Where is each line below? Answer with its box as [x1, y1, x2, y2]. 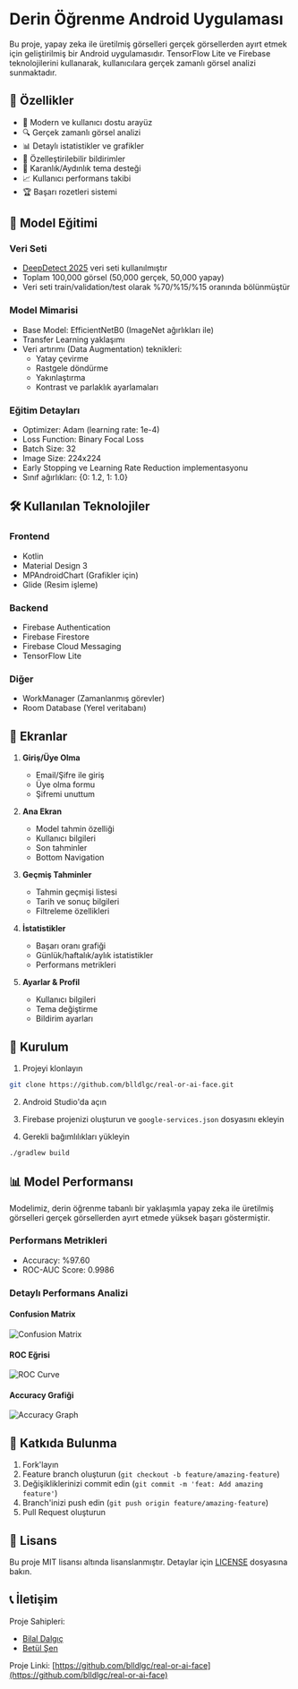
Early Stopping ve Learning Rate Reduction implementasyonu [21, 462, 249, 474]
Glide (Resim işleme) [21, 579, 98, 590]
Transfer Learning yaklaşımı [21, 334, 125, 345]
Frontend [9, 530, 50, 543]
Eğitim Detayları [9, 404, 81, 416]
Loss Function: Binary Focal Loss [21, 434, 145, 445]
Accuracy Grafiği [9, 1389, 74, 1401]
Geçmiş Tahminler [21, 870, 92, 880]
